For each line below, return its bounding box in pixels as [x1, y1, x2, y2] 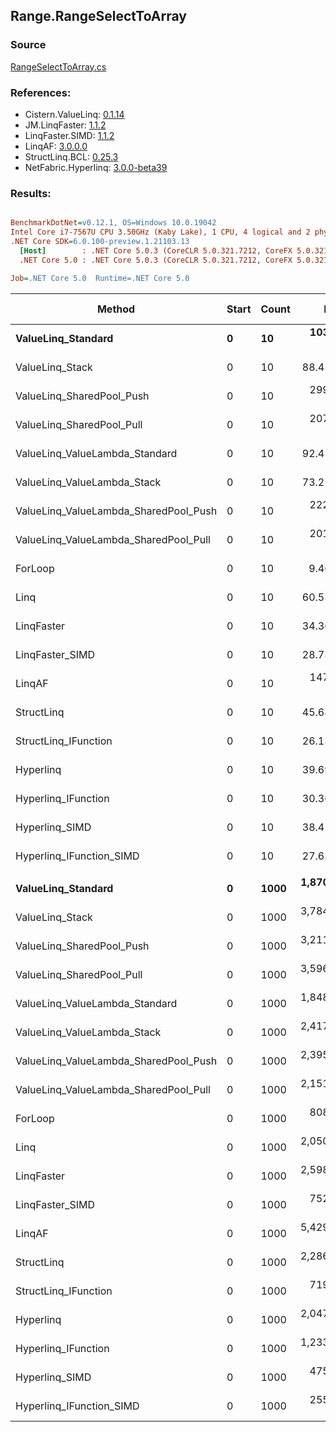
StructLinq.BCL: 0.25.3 [24, 150, 119, 163]
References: [10, 85, 72, 99]
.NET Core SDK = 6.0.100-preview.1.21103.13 [10, 237, 190, 247]
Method [96, 302, 136, 316]
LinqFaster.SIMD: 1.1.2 [24, 129, 115, 141]
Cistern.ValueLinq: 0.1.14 [24, 108, 125, 120]
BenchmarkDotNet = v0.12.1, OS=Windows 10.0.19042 [10, 218, 217, 228]
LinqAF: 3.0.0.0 [24, 140, 88, 152]
